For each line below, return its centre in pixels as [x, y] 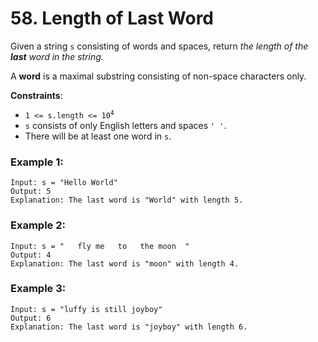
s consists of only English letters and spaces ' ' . [125, 125]
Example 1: [37, 162]
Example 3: [38, 289]
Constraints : [36, 95]
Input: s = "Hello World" [64, 183]
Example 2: [38, 225]
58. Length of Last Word [112, 18]
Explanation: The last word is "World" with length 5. [127, 200]
